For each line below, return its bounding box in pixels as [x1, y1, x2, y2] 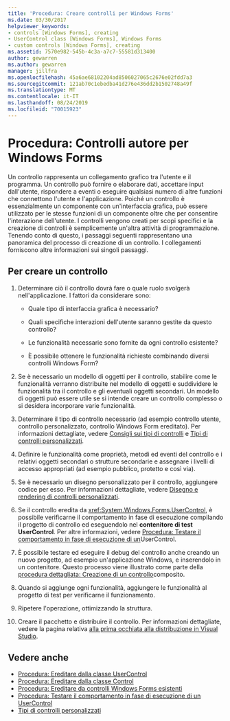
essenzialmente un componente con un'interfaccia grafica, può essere [8, 202, 208, 210]
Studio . [17, 632, 38, 640]
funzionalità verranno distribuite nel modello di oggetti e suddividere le [17, 379, 218, 388]
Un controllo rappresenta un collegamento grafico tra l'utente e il [8, 172, 192, 181]
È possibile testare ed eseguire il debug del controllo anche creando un [17, 548, 220, 556]
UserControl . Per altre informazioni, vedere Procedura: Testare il [17, 527, 201, 536]
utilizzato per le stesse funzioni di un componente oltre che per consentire [8, 209, 218, 217]
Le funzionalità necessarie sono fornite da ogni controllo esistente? [27, 338, 218, 347]
